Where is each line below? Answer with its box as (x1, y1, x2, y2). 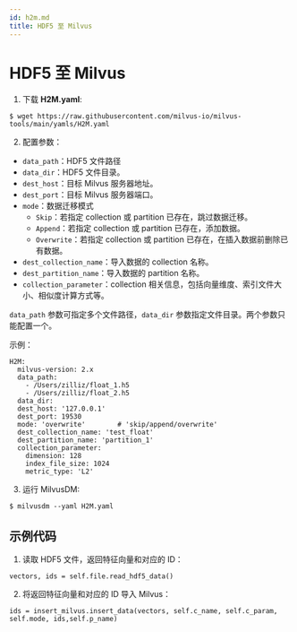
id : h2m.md (9, 13, 50, 22)
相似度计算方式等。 (38, 290, 109, 301)
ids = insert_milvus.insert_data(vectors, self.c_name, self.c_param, (9, 607, 278, 616)
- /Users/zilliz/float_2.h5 (25, 389, 130, 398)
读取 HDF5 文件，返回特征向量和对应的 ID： (21, 554, 183, 565)
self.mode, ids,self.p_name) (9, 615, 118, 624)
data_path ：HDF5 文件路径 (21, 156, 122, 167)
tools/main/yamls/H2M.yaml (9, 120, 110, 129)
